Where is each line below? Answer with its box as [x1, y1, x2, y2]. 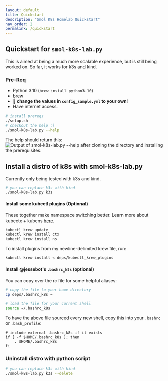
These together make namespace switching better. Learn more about [5, 212, 149, 218]
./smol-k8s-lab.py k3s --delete [5, 371, 73, 376]
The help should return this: [5, 137, 63, 143]
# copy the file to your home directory [5, 287, 92, 293]
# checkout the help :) [5, 123, 55, 128]
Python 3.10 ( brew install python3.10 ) [12, 88, 93, 94]
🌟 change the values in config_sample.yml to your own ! [12, 98, 128, 104]
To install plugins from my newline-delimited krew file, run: [5, 246, 127, 252]
